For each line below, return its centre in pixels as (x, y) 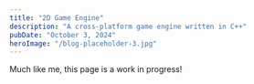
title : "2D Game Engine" (57, 18)
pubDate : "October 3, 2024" (63, 35)
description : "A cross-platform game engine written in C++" (128, 26)
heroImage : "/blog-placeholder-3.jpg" (83, 43)
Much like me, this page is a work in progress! (96, 69)
